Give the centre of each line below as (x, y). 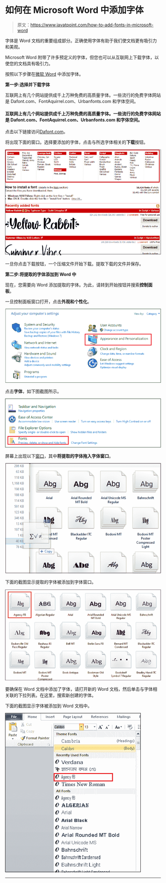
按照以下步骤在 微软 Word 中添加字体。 (44, 74)
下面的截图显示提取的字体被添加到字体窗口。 (51, 582)
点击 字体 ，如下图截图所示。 (33, 391)
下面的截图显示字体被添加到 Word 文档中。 (49, 706)
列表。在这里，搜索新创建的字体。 (61, 695)
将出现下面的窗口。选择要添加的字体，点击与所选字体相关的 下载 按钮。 (77, 142)
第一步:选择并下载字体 (28, 84)
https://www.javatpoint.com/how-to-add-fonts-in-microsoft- (92, 25)
